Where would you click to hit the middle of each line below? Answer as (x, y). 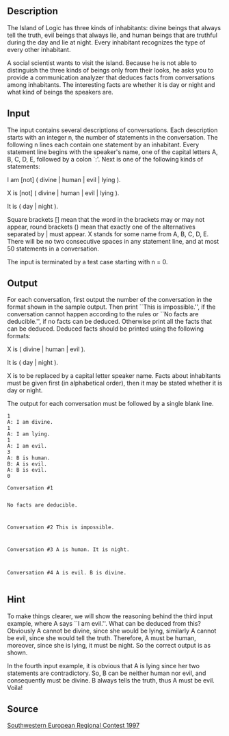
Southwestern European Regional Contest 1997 (73, 726)
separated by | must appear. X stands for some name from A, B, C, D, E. (108, 234)
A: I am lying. (29, 434)
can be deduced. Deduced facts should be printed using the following (105, 329)
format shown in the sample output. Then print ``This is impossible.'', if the (111, 307)
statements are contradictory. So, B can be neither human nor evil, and (107, 673)
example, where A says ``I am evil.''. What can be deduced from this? (104, 623)
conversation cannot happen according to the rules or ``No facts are (103, 314)
